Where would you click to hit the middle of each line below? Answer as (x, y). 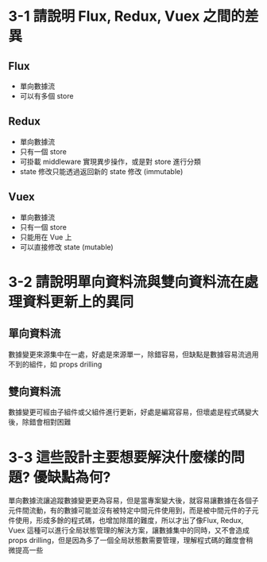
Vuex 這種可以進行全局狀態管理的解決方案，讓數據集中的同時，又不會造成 (129, 530)
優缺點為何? (72, 477)
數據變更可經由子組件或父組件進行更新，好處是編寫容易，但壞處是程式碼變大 (133, 412)
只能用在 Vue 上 (46, 237)
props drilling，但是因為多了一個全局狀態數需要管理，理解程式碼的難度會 (127, 541)
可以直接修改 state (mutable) (66, 246)
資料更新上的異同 (78, 302)
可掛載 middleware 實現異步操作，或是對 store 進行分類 (110, 161)
